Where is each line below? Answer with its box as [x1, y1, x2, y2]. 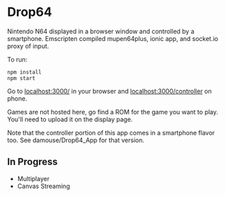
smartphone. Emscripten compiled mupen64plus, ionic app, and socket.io [7, 34, 219, 42]
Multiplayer [17, 174, 50, 182]
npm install [7, 69, 42, 76]
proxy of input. [7, 42, 49, 50]
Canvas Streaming [17, 182, 71, 190]
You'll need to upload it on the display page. [7, 115, 133, 123]
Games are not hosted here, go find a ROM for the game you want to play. [7, 108, 219, 116]
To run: [7, 55, 28, 63]
